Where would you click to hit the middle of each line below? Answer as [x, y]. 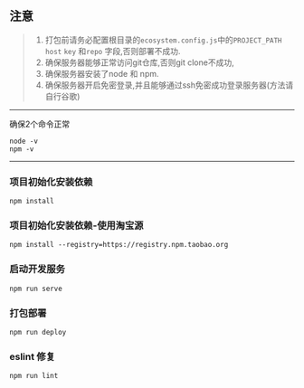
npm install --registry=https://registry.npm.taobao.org [119, 245]
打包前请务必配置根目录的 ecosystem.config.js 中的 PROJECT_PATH [163, 40]
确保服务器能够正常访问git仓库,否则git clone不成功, [139, 62]
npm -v [22, 149]
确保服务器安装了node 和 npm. [102, 73]
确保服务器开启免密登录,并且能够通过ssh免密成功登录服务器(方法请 [169, 85]
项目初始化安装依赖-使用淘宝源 [76, 226]
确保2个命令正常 [40, 124]
